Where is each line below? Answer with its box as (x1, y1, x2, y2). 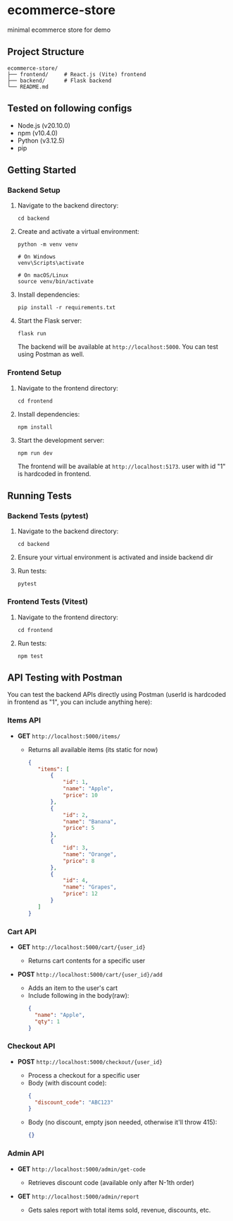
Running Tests (7, 489, 72, 501)
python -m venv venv (17, 241, 78, 249)
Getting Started (7, 164, 77, 176)
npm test (17, 653, 44, 660)
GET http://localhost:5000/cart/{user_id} (17, 942, 146, 951)
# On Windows (17, 254, 56, 261)
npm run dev (17, 449, 53, 457)
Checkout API (7, 1041, 56, 1051)
